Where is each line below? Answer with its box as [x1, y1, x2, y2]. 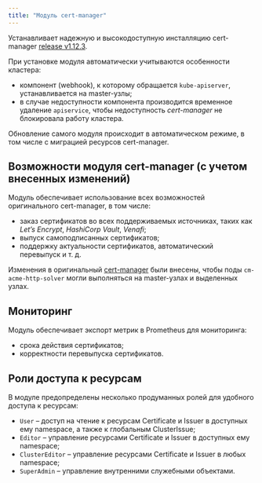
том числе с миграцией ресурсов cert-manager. [8, 137, 169, 146]
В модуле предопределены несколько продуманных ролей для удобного [8, 393, 254, 402]
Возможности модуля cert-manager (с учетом [8, 160, 248, 174]
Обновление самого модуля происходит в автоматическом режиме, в [8, 129, 245, 138]
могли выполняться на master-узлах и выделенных [66, 273, 238, 283]
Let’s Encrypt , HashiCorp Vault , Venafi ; [19, 225, 147, 234]
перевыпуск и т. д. [19, 250, 82, 259]
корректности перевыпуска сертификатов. [19, 349, 164, 358]
